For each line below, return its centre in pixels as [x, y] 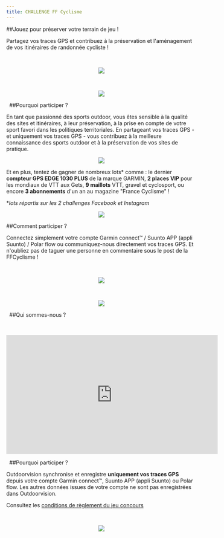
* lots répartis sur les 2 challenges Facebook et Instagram [78, 203]
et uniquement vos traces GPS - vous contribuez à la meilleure [84, 136]
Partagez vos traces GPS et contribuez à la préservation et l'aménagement [99, 41]
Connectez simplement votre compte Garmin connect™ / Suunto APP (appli [100, 238]
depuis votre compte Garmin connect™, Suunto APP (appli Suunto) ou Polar [100, 481]
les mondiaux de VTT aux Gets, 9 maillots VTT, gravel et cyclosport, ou [95, 184]
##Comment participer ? [37, 226]
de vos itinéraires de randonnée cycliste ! [57, 47]
